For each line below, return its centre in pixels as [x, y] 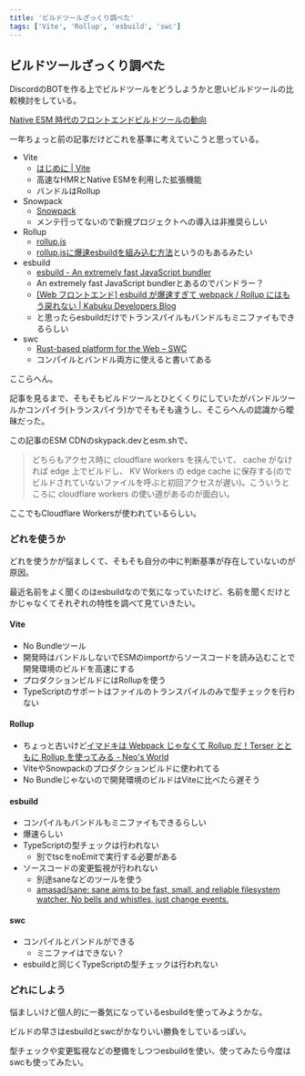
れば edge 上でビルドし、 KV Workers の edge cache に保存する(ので [162, 471]
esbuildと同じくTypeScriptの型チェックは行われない [120, 964]
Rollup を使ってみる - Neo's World [105, 757]
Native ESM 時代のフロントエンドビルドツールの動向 [108, 120]
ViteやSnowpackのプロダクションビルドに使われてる [121, 769]
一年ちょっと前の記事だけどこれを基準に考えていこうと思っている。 [137, 139]
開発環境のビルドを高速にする [78, 668]
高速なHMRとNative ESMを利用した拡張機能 [119, 179]
